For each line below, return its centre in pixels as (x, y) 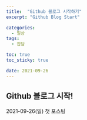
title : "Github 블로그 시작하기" (44, 11)
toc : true (18, 55)
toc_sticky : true (27, 60)
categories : (21, 28)
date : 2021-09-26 (27, 71)
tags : (13, 39)
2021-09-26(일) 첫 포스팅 (36, 111)
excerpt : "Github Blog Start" (43, 17)
